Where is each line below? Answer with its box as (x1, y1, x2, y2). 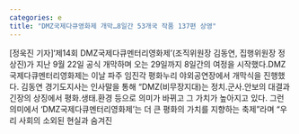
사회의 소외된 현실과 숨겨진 (18, 114, 113, 126)
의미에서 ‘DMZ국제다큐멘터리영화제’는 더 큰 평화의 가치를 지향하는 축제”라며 (9, 103, 275, 114)
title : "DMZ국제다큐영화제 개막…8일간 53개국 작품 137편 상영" (9, 22, 217, 31)
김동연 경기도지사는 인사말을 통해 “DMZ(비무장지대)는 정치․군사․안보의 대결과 (21, 81, 290, 92)
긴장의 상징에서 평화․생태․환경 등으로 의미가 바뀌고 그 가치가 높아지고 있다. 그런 (9, 92, 285, 103)
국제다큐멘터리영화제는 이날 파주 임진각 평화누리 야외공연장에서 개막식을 (9, 69, 262, 81)
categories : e (9, 13, 63, 22)
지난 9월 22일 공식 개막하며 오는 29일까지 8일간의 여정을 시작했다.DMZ (35, 58, 286, 69)
